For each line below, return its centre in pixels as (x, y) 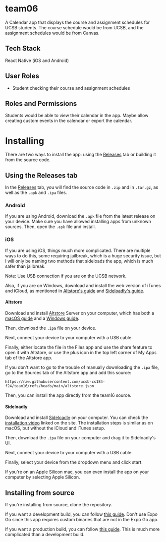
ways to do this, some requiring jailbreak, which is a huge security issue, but (83, 255)
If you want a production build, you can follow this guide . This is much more (83, 529)
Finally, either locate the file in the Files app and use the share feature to (79, 347)
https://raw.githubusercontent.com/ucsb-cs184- (55, 382)
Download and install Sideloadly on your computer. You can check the (77, 418)
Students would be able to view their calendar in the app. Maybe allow (77, 116)
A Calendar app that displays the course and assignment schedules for (78, 22)
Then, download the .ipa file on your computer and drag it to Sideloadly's (81, 438)
